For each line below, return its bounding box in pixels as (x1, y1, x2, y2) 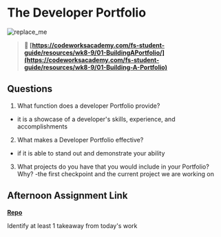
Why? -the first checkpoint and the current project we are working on (17, 169, 215, 178)
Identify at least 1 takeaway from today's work (7, 221, 138, 229)
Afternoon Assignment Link (7, 190, 128, 202)
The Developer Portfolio (7, 5, 147, 21)
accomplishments (17, 122, 67, 131)
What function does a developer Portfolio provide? (17, 102, 160, 110)
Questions (7, 83, 53, 95)
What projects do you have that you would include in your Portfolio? (17, 162, 210, 171)
